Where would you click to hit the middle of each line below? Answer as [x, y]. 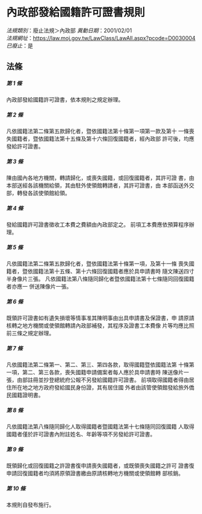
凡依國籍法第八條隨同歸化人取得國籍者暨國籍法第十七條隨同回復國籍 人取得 [100, 427]
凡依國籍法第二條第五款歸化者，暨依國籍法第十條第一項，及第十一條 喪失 [98, 264]
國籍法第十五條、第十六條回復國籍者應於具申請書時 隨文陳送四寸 [113, 272]
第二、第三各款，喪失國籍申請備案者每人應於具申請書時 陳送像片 [103, 372]
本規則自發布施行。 [30, 505]
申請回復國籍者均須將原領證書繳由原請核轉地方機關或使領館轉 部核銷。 [95, 473]
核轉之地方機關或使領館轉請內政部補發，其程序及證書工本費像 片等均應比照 [100, 326]
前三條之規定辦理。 [30, 333]
